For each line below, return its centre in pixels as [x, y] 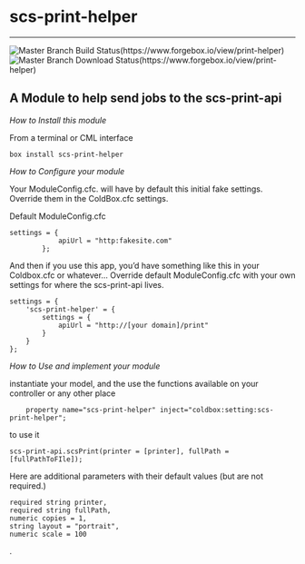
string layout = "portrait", [64, 526]
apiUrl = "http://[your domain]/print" [133, 325]
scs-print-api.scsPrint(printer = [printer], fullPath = [119, 451]
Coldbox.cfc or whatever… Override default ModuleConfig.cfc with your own [152, 275]
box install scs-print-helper [67, 154]
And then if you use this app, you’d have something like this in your [135, 265]
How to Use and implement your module [85, 366]
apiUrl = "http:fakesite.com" [115, 241]
